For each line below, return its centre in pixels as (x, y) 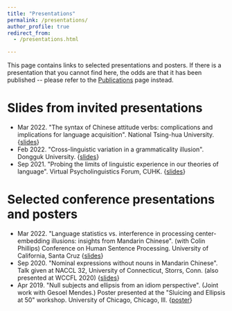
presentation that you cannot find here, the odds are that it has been (105, 73)
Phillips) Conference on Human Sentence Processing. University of (113, 248)
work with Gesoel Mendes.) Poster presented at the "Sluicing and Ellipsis (121, 293)
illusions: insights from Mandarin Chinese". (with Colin (128, 241)
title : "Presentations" (42, 14)
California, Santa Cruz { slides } (60, 255)
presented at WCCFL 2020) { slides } (68, 278)
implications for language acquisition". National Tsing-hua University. (116, 135)
